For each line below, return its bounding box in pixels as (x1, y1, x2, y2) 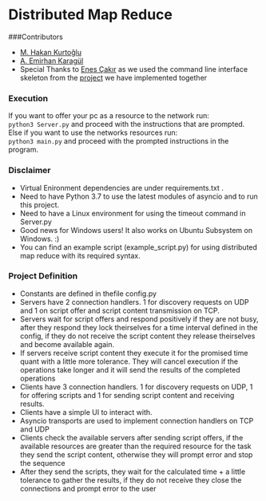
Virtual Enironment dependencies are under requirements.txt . (19, 183, 224, 192)
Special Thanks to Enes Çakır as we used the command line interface (19, 64, 248, 73)
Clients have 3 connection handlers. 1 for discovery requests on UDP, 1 (19, 381, 253, 392)
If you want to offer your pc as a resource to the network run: (8, 111, 210, 120)
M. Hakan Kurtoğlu (19, 47, 82, 57)
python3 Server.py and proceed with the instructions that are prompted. (8, 120, 245, 129)
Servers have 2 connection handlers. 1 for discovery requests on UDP (19, 297, 249, 306)
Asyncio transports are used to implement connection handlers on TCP (19, 416, 254, 425)
